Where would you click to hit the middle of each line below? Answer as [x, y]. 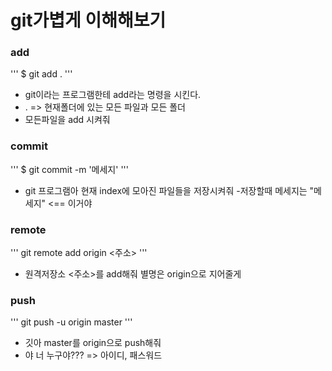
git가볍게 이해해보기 [88, 20]
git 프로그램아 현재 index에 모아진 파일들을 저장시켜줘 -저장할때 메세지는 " [169, 190]
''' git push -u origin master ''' [71, 322]
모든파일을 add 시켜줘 [67, 120]
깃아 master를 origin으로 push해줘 [93, 343]
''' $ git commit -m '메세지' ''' [69, 169]
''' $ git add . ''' [41, 74]
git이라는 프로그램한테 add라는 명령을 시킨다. [113, 95]
